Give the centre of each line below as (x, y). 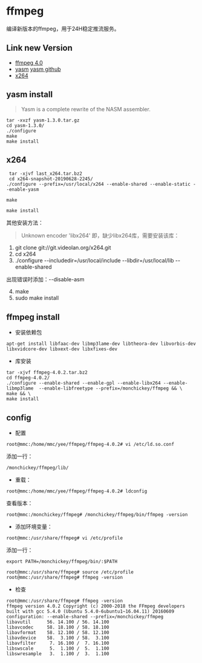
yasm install (30, 95)
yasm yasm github (38, 69)
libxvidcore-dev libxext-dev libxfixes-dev (62, 349)
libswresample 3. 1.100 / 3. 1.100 (58, 654)
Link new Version (39, 48)
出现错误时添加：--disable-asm (45, 279)
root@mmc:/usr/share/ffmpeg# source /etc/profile (70, 572)
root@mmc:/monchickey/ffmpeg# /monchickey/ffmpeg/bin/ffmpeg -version (97, 515)
